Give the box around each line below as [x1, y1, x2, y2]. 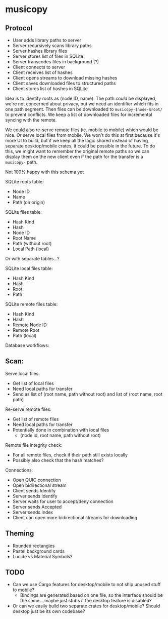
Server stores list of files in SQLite [12, 53, 84, 59]
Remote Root [12, 327, 40, 333]
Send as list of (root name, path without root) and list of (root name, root [12, 391, 163, 397]
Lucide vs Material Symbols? [12, 553, 73, 559]
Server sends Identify [12, 493, 58, 499]
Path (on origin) [12, 199, 45, 205]
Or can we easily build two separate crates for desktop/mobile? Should [12, 603, 160, 609]
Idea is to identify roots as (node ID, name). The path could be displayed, [5, 95, 156, 101]
